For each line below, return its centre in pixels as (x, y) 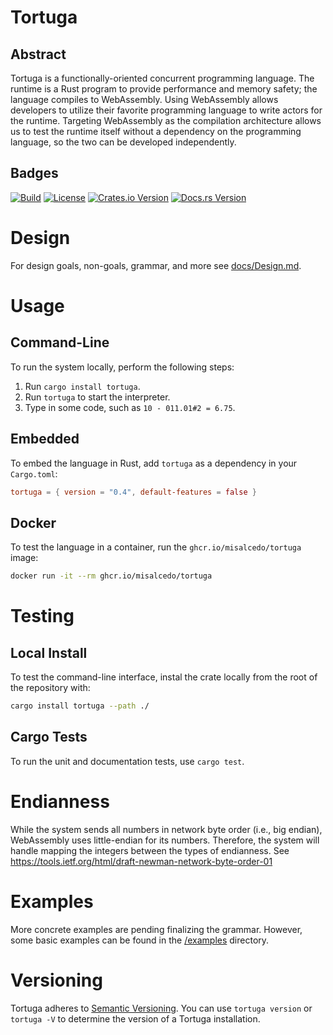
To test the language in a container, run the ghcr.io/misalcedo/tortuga (156, 547)
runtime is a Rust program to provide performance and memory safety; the (164, 89)
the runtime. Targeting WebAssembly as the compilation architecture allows (166, 120)
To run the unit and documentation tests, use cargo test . (127, 761)
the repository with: (50, 688)
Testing (42, 616)
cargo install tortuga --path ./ (80, 706)
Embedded (45, 439)
